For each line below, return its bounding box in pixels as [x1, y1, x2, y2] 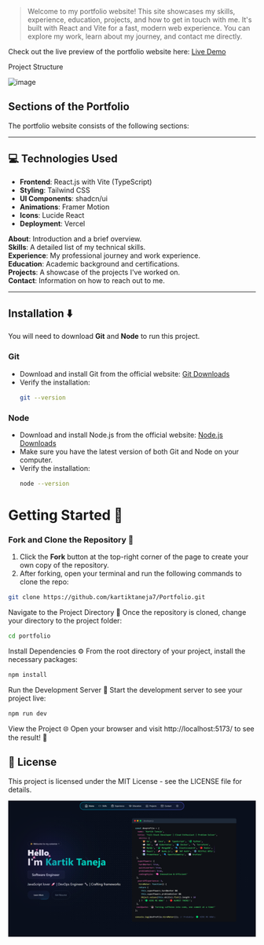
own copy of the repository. [19, 561, 110, 570]
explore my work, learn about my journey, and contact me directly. [27, 31, 243, 41]
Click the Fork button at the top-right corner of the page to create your [19, 552, 249, 561]
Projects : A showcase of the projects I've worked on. [8, 267, 181, 277]
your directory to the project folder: [8, 616, 123, 626]
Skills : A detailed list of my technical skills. [8, 242, 146, 252]
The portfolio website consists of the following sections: [8, 121, 190, 131]
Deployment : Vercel [19, 219, 86, 228]
